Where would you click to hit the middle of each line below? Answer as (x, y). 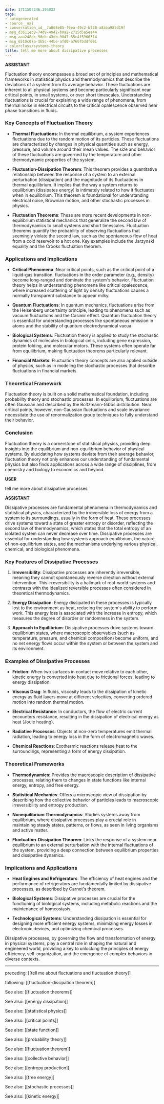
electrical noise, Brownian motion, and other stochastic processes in (81, 200)
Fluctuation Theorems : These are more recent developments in (76, 215)
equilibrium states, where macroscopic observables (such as (73, 633)
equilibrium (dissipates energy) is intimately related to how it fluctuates (83, 190)
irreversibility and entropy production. (50, 805)
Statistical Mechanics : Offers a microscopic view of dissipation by (79, 794)
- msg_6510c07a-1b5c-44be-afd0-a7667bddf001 (51, 42)
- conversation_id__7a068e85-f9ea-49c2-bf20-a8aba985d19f (65, 28)
